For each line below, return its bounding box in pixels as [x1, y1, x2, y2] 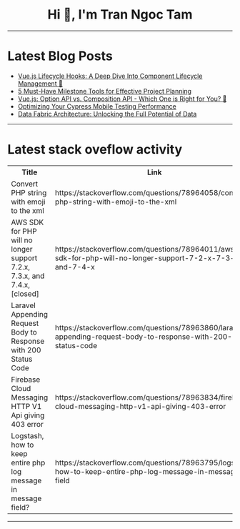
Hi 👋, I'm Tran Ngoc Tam [47, 6, 193, 23]
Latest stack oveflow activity [7, 142, 183, 158]
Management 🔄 [17, 79, 63, 88]
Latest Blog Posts [7, 48, 113, 64]
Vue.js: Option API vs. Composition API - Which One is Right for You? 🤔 [17, 94, 227, 103]
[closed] [11, 289, 39, 299]
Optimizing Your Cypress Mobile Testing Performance [17, 102, 176, 110]
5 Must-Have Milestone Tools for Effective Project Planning [17, 86, 191, 95]
